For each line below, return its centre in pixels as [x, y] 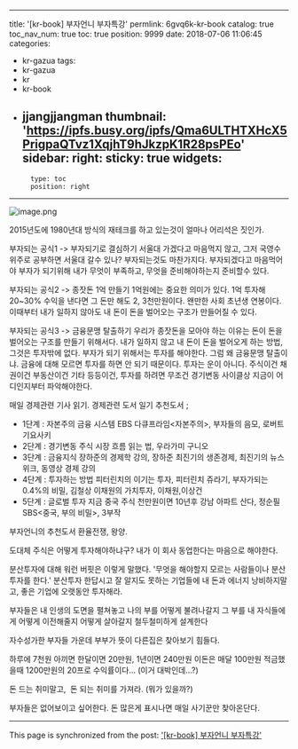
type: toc [48, 178]
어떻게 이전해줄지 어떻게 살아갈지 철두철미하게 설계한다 [113, 621]
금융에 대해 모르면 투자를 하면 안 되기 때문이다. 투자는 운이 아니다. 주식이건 [149, 364]
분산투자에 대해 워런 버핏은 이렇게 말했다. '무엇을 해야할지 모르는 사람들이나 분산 [148, 569]
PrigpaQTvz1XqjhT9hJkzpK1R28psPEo [131, 144]
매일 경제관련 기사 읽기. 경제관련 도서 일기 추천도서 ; [99, 405]
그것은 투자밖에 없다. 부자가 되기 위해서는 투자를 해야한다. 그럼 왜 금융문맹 [137, 352]
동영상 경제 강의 [68, 468]
